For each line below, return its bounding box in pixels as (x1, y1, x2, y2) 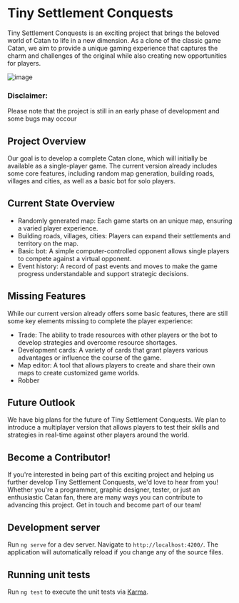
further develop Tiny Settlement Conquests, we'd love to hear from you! (7, 478, 219, 487)
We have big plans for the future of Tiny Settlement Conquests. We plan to (7, 415, 226, 424)
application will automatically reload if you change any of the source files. (7, 548, 223, 557)
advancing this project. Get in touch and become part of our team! (7, 501, 202, 510)
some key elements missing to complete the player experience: (7, 316, 193, 325)
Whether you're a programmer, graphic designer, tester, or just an (7, 485, 200, 494)
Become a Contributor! (7, 451, 111, 463)
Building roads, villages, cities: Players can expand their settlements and (17, 231, 230, 240)
